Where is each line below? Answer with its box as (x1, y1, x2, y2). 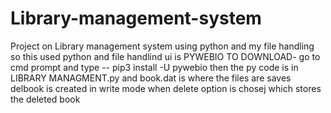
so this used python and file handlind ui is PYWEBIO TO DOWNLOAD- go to (10, 50, 321, 62)
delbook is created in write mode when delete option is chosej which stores (10, 82, 322, 94)
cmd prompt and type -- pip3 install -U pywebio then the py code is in (10, 61, 299, 73)
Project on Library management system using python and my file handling (10, 40, 315, 52)
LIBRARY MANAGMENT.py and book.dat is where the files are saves (10, 72, 292, 84)
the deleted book (10, 93, 81, 105)
